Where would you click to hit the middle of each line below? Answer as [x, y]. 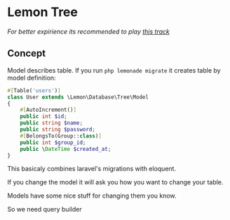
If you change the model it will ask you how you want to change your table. [115, 182]
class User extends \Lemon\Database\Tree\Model [78, 97]
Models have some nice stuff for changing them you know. [92, 196]
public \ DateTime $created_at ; [66, 149]
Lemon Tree [43, 12]
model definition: [32, 78]
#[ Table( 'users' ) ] [34, 90]
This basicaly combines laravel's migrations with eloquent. [92, 169]
